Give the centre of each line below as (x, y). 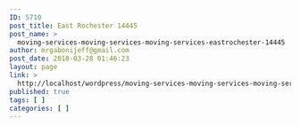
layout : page (33, 67)
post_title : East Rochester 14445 (74, 26)
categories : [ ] (39, 108)
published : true (39, 91)
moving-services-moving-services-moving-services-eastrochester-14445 (151, 42)
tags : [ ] (28, 100)
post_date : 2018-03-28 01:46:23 (69, 59)
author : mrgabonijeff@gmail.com (69, 51)
